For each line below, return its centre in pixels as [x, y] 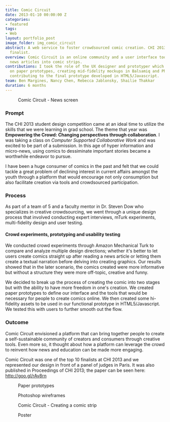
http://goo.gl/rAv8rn [26, 375]
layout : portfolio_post [30, 39]
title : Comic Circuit [28, 10]
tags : [11, 29]
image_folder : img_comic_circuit [40, 43]
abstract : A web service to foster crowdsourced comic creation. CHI [80, 48]
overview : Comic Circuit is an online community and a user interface [81, 57]
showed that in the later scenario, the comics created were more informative [85, 267]
